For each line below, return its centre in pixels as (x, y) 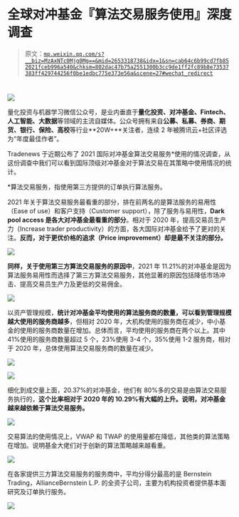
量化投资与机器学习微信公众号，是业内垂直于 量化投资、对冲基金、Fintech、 (118, 112)
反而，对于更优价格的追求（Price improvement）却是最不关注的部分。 (124, 238)
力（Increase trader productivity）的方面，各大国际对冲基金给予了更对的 (114, 229)
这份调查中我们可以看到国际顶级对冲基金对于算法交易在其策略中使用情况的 (116, 163)
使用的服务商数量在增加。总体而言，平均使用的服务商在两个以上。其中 (122, 331)
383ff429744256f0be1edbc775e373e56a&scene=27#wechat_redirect (119, 73)
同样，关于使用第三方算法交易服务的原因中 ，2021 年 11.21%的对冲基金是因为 (119, 266)
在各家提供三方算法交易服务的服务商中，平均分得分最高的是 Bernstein (110, 474)
